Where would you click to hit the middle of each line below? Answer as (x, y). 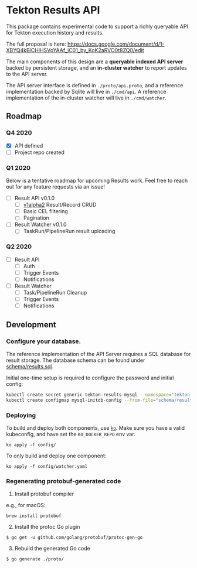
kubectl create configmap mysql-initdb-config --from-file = (81, 400)
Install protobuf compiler (44, 494)
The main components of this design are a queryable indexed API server (95, 61)
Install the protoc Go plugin (47, 527)
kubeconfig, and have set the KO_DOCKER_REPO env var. (71, 434)
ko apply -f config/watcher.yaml (47, 466)
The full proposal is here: (36, 44)
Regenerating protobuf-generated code (64, 481)
